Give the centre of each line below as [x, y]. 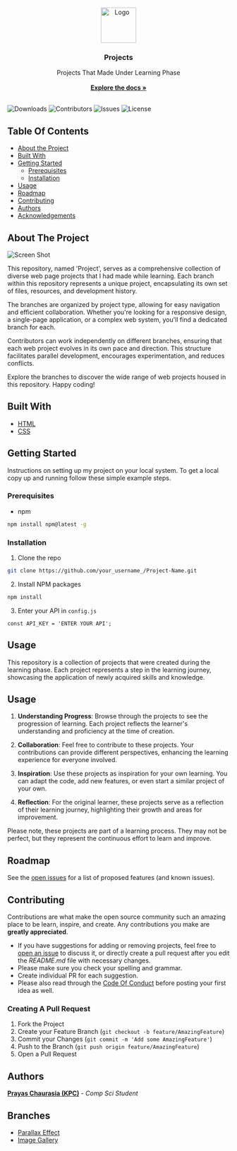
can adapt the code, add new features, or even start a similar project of [121, 781]
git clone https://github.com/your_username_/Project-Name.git [102, 571]
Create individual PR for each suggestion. [78, 976]
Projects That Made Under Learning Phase [119, 73]
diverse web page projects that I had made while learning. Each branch [111, 276]
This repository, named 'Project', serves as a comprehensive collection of [114, 268]
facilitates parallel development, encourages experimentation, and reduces [116, 356]
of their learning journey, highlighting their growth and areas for [110, 810]
